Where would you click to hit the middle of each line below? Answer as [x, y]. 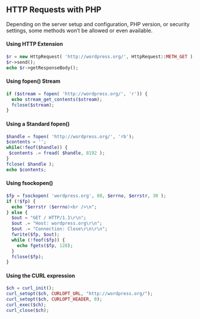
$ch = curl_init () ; [30, 288]
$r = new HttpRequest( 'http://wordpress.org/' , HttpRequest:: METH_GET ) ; [101, 57]
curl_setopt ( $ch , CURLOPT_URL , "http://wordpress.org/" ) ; [79, 294]
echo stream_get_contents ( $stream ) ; [57, 99]
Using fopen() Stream [33, 81]
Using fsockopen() [30, 183]
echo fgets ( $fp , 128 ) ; [45, 245]
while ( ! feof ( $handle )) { [37, 148]
